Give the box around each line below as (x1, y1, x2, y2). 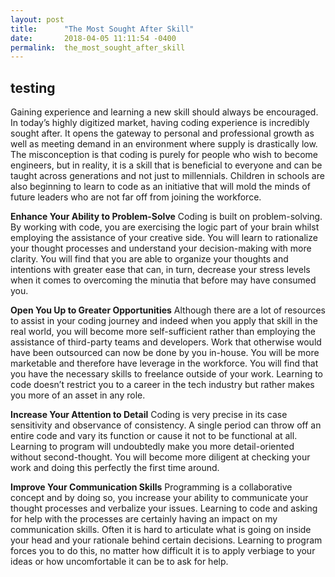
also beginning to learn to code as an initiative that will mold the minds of (10, 181, 311, 193)
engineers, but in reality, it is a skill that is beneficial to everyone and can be (10, 159, 323, 171)
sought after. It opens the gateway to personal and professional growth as (10, 127, 315, 140)
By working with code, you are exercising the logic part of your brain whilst (10, 221, 320, 233)
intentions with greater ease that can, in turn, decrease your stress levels (10, 264, 311, 276)
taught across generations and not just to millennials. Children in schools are (10, 170, 325, 182)
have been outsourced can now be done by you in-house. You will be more (10, 347, 320, 359)
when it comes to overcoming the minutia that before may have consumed (10, 274, 317, 286)
